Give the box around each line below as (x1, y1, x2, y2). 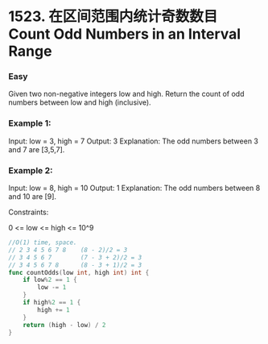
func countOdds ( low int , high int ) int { (8, 268, 150, 276)
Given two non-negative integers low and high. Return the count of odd (8, 89, 245, 99)
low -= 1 (37, 284, 67, 292)
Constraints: (8, 207, 49, 218)
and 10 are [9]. (8, 192, 57, 201)
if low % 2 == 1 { (23, 276, 78, 284)
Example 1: (8, 118, 52, 129)
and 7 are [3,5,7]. (8, 144, 65, 154)
